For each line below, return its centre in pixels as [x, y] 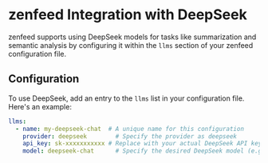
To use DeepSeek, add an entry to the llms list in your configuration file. [126, 98]
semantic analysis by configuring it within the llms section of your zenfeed [131, 45]
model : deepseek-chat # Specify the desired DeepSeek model [134, 151]
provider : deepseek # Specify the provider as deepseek [130, 136]
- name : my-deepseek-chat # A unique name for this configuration [130, 129]
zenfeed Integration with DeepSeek [128, 15]
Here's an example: [40, 106]
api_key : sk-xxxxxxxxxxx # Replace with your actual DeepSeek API [135, 144]
